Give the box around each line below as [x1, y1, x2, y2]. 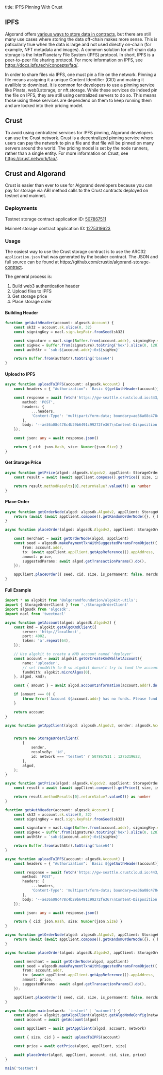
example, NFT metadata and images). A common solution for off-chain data [5, 46, 156, 53]
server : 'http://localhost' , [22, 629, 81, 634]
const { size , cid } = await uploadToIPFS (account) [14, 1035, 120, 1040]
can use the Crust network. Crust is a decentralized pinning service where [5, 135, 154, 141]
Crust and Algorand [5, 170, 66, 178]
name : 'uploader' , [22, 660, 60, 666]
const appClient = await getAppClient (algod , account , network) [14, 1026, 147, 1031]
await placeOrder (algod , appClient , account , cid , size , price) [14, 1052, 147, 1057]
